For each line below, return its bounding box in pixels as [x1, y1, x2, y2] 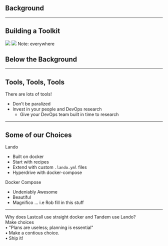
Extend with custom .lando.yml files [12, 164, 87, 170]
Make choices [5, 219, 34, 225]
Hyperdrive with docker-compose [12, 169, 82, 175]
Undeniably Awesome [12, 189, 57, 195]
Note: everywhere [17, 40, 55, 46]
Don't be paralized [12, 101, 51, 107]
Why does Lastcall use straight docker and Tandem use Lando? [5, 214, 136, 220]
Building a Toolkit [5, 27, 60, 35]
